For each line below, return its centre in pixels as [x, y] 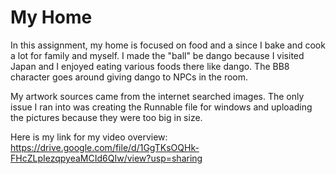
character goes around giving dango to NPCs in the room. [129, 77]
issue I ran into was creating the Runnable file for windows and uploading [161, 107]
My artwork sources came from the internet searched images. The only [157, 96]
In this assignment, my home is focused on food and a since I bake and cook [168, 45]
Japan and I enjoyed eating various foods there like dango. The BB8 [150, 66]
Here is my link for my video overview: [89, 137]
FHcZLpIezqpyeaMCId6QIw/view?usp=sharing [106, 158]
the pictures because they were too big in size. [106, 117]
